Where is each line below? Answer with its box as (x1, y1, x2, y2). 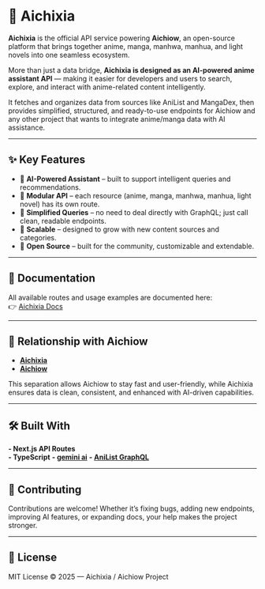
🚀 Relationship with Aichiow (8, 334, 148, 348)
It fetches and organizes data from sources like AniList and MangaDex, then (8, 97, 255, 107)
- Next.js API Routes (8, 444, 76, 454)
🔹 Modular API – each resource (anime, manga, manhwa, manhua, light (19, 191, 252, 200)
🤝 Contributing (8, 482, 82, 496)
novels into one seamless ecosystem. (8, 50, 130, 59)
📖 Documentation (8, 272, 96, 285)
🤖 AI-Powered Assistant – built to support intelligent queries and (19, 174, 231, 183)
